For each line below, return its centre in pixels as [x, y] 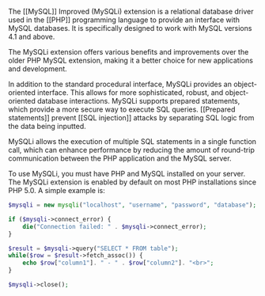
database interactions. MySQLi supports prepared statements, [138, 101]
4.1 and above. [32, 36]
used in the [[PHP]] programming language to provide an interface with [124, 20]
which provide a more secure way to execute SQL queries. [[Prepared [122, 109]
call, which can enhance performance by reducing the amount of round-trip [131, 150]
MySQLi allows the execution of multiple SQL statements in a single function [132, 141]
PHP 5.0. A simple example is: [57, 190]
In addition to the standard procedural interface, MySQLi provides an [120, 84]
